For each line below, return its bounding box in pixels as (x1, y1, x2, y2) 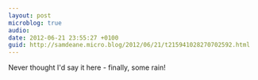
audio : (8, 26, 30, 34)
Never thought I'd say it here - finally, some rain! (8, 63, 167, 72)
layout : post (8, 11, 52, 20)
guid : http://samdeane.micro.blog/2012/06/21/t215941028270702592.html (8, 41, 250, 49)
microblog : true (8, 19, 62, 27)
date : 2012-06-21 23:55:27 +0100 (8, 33, 119, 42)
